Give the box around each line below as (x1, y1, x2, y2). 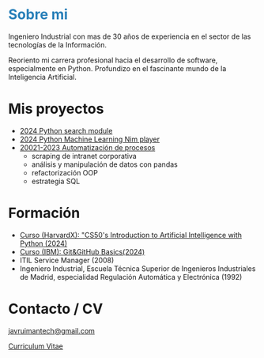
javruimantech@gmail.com (8, 326, 95, 335)
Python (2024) (19, 239, 68, 248)
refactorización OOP (31, 168, 99, 177)
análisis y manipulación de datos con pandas (31, 160, 178, 169)
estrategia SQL (31, 176, 81, 186)
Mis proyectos (8, 100, 104, 118)
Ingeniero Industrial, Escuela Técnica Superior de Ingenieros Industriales (19, 263, 256, 273)
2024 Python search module (19, 126, 113, 135)
